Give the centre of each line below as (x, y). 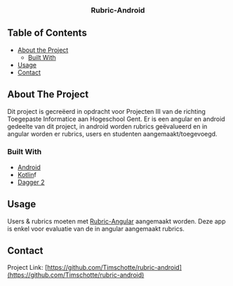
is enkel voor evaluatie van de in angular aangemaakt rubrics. (96, 228)
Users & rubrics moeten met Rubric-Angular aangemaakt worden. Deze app (116, 221)
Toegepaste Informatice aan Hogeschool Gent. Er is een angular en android (116, 119)
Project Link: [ (27, 268)
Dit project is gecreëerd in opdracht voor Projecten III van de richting (106, 111)
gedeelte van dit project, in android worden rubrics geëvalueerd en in (107, 126)
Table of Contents (47, 33)
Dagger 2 (31, 182)
